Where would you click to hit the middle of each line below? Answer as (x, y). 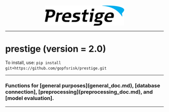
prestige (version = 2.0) (56, 49)
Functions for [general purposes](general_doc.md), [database (83, 86)
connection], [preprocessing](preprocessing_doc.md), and (79, 92)
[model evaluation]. (30, 98)
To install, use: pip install (33, 63)
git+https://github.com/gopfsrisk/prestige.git (56, 68)
